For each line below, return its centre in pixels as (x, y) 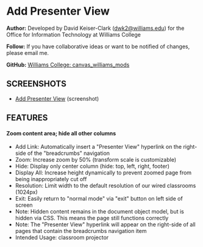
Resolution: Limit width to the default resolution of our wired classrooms (105, 186)
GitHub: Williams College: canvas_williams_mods (68, 65)
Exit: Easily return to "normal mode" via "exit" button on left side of (99, 199)
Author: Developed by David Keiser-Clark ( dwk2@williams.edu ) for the (95, 28)
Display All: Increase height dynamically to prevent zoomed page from (103, 173)
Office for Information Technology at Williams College (74, 34)
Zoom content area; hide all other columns (61, 133)
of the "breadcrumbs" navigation (69, 153)
